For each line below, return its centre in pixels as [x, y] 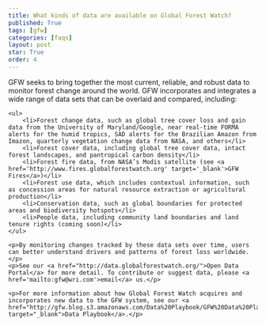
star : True [26, 52]
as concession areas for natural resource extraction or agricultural [127, 190]
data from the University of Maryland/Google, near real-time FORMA [123, 127]
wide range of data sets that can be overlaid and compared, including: [123, 99]
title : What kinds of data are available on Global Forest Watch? [120, 15]
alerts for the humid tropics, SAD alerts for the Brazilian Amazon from [133, 134]
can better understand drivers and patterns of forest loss [110, 252]
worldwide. [231, 252]
